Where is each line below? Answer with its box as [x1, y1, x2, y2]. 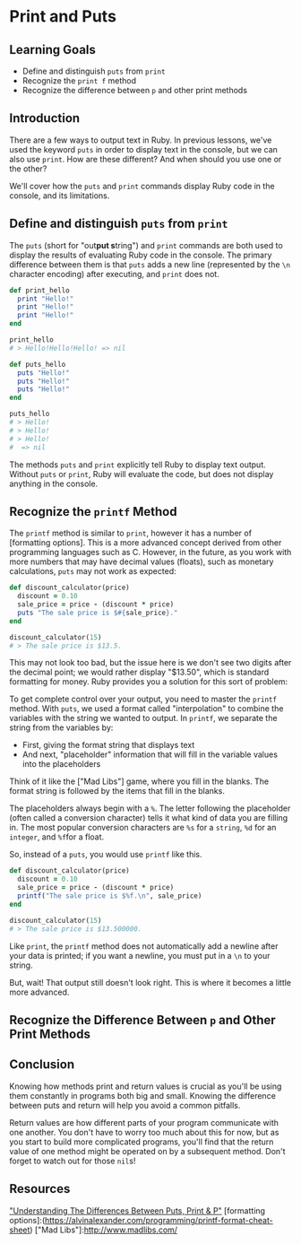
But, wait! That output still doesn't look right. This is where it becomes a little [9, 977, 292, 987]
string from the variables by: [9, 722, 114, 733]
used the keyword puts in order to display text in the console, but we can [9, 144, 278, 154]
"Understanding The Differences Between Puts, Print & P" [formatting [9, 1205, 266, 1216]
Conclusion [9, 1057, 75, 1073]
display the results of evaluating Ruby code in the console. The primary [9, 249, 272, 260]
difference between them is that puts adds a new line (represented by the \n [9, 258, 291, 270]
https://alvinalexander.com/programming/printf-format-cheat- [44, 1214, 273, 1225]
